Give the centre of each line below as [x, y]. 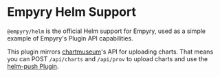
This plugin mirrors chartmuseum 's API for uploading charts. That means [110, 52]
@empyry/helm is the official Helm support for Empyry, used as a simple [107, 31]
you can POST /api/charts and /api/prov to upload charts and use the [108, 58]
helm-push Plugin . [33, 66]
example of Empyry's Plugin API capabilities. [70, 38]
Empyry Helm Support [71, 12]
